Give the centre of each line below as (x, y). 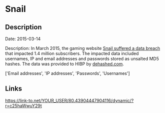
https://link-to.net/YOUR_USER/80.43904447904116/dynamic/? (69, 100)
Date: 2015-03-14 (23, 39)
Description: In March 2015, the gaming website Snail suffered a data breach (82, 48)
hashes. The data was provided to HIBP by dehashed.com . (65, 64)
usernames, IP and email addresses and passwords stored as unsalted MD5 (82, 59)
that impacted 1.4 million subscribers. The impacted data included (72, 53)
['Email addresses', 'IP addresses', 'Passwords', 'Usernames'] (67, 73)
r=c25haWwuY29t (24, 106)
